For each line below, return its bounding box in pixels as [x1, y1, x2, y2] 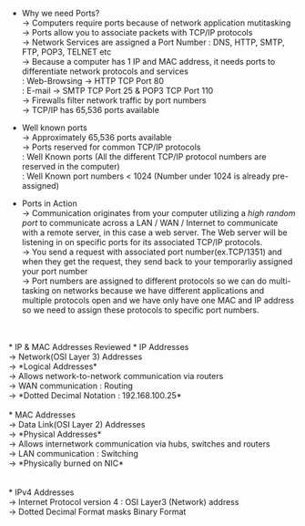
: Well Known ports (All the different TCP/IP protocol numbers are [21, 151, 267, 162]
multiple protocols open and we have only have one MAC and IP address [21, 295, 295, 305]
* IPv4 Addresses [8, 487, 75, 498]
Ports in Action [21, 198, 78, 209]
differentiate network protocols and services [21, 66, 188, 77]
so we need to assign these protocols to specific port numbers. [21, 304, 260, 315]
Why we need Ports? [21, 8, 100, 18]
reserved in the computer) [21, 161, 120, 171]
